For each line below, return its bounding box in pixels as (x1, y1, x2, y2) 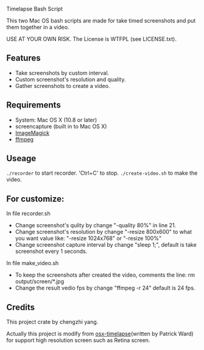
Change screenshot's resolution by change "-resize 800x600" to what (15, 228, 192, 236)
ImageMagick (15, 129, 50, 136)
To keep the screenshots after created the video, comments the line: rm (15, 271, 195, 279)
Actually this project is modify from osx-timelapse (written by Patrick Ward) (6, 330, 194, 338)
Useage (6, 153, 37, 164)
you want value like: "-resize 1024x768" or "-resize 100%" (15, 235, 162, 242)
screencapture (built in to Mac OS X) (15, 122, 107, 130)
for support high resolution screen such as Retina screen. (6, 337, 150, 344)
